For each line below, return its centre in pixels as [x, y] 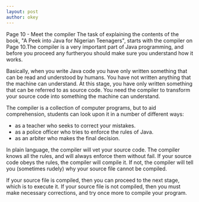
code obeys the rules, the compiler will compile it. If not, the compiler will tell [100, 162]
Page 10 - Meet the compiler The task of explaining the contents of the [93, 34]
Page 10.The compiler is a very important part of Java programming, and [95, 47]
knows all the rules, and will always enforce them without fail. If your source [99, 156]
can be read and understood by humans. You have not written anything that [99, 77]
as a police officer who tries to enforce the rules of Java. [84, 132]
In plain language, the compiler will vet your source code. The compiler [93, 150]
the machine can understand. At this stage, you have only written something [99, 83]
